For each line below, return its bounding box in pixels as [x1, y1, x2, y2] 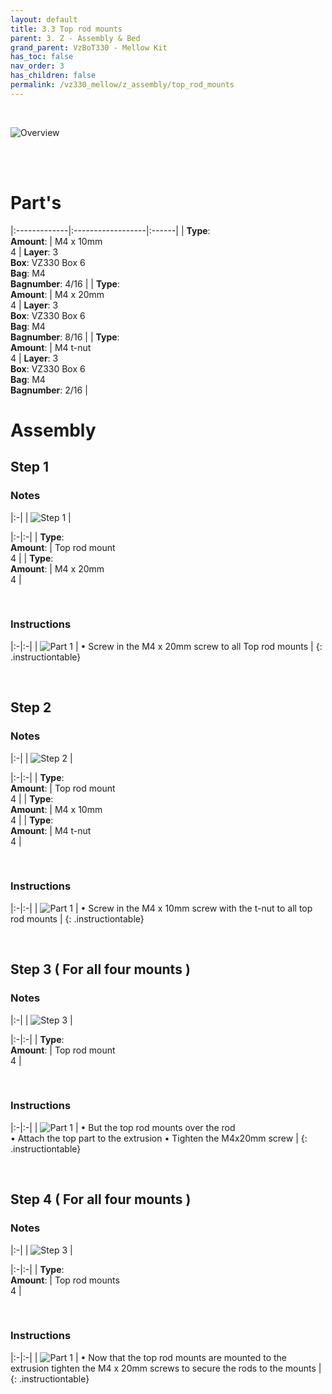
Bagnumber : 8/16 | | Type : [10, 331, 120, 343]
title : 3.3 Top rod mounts [10, 24, 123, 34]
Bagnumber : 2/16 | [10, 384, 88, 396]
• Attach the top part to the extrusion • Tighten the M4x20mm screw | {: [10, 1132, 308, 1144]
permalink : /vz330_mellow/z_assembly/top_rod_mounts [10, 80, 235, 90]
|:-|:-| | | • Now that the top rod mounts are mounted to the [10, 1351, 287, 1363]
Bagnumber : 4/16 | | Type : [10, 277, 120, 290]
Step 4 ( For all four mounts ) [10, 1191, 192, 1208]
